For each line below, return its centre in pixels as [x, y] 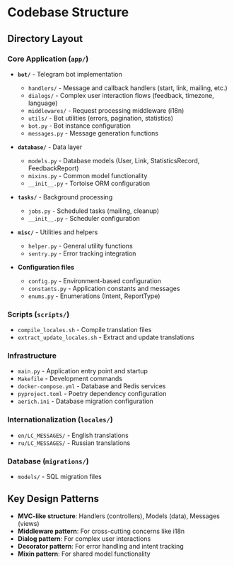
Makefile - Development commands [70, 379]
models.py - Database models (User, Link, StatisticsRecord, [114, 160]
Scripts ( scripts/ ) [39, 314]
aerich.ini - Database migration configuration [86, 401]
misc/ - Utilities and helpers [58, 232]
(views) [29, 523]
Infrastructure [32, 356]
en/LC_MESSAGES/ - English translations [73, 435]
